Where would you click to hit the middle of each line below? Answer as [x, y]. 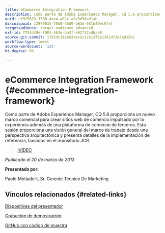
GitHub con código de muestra [36, 226]
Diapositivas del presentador [34, 206]
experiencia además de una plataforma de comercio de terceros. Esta [76, 125]
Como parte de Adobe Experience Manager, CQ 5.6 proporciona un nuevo [80, 115]
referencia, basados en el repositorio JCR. [48, 141]
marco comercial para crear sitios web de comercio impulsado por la [75, 119]
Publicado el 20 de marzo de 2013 [40, 160]
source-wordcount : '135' [30, 46]
